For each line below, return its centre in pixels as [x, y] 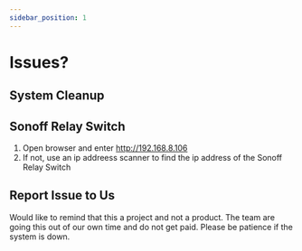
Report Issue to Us [62, 195]
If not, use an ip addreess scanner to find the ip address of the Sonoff [152, 158]
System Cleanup [57, 96]
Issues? [39, 62]
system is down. [40, 237]
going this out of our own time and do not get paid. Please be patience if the [151, 227]
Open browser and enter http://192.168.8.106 [105, 148]
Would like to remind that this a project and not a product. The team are [142, 217]
